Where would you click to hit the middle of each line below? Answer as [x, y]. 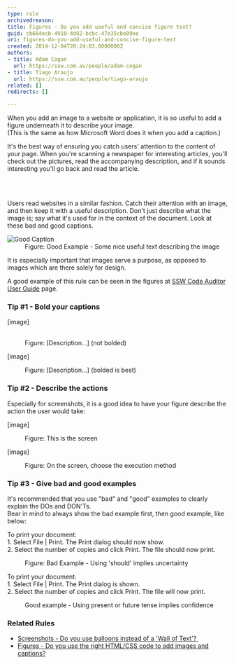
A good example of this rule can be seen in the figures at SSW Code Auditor [116, 282]
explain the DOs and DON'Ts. [49, 506]
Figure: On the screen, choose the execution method [101, 465]
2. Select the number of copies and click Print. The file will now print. [107, 592]
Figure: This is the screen [61, 438]
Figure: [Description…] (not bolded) [76, 343]
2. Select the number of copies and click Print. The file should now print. [111, 550]
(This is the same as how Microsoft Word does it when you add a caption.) [114, 133]
